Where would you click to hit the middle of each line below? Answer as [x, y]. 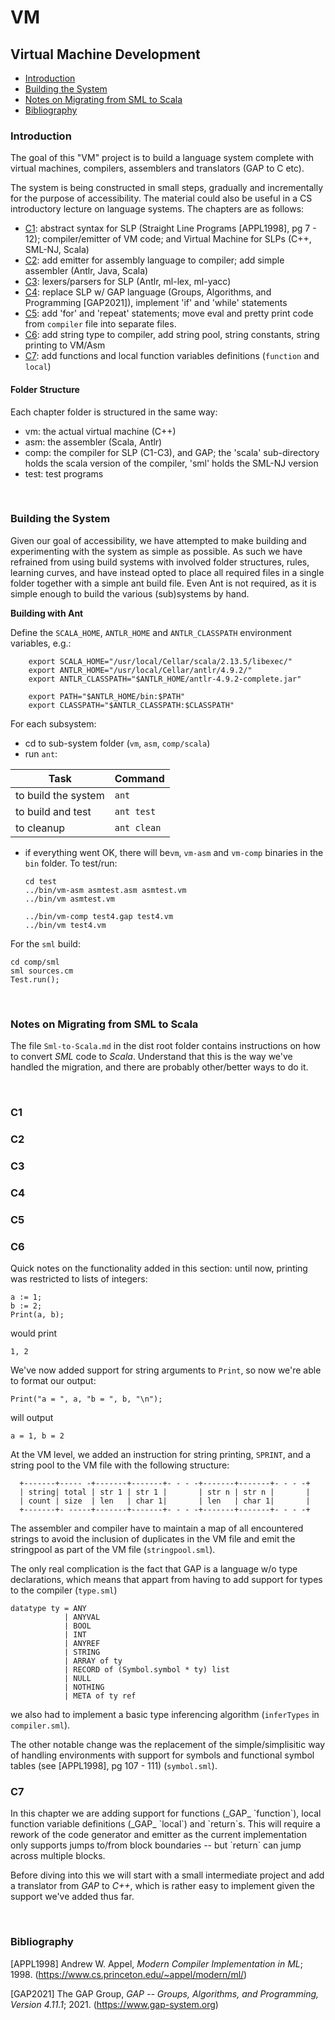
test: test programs [64, 473]
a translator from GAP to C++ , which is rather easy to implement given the [162, 1886]
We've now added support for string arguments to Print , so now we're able [166, 1370]
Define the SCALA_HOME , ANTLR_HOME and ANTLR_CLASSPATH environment [151, 632]
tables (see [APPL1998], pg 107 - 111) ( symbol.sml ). [114, 1765]
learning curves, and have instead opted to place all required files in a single [167, 572]
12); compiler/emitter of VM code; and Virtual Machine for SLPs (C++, [168, 239]
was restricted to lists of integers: [79, 1279]
